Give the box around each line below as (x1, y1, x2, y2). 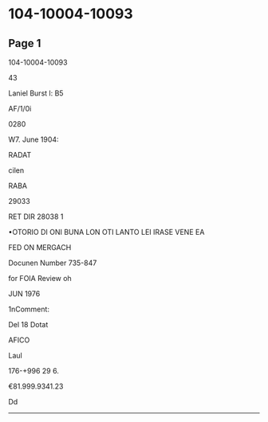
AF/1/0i (8, 104, 32, 113)
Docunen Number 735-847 (8, 258, 97, 268)
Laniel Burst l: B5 (8, 88, 64, 98)
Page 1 (8, 37, 41, 50)
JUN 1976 (8, 289, 41, 299)
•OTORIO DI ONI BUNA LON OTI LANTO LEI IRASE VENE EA (8, 228, 205, 236)
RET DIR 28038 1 (8, 212, 64, 221)
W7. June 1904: (8, 135, 59, 144)
